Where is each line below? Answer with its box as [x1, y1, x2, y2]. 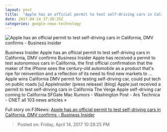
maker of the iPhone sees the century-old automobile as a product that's [5, 66, 154, 71]
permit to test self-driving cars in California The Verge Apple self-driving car [5, 86, 162, 92]
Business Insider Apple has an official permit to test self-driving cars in [5, 50, 150, 56]
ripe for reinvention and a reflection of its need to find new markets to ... [5, 70, 153, 77]
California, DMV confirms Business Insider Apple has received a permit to [5, 55, 156, 61]
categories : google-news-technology [5, 21, 81, 26]
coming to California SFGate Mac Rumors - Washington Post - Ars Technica [5, 92, 160, 98]
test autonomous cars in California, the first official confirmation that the [5, 60, 153, 66]
